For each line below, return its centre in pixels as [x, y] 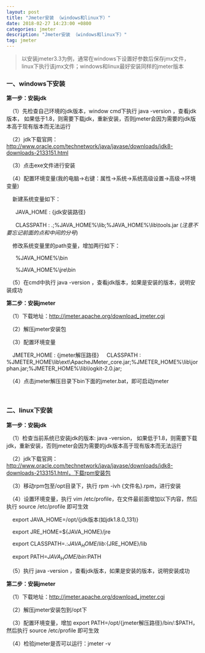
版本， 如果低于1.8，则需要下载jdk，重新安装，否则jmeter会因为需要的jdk [99, 119]
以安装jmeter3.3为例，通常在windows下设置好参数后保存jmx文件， [105, 58]
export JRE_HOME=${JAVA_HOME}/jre [61, 532]
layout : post [23, 12]
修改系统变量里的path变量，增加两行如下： [66, 246]
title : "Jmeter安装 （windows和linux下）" [58, 18]
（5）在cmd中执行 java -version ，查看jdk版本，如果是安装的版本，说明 [100, 283]
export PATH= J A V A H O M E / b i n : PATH [57, 558]
